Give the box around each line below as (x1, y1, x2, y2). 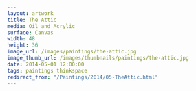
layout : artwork (7, 10, 54, 17)
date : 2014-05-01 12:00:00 (7, 61, 85, 68)
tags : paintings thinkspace (7, 67, 88, 74)
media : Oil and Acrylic (7, 23, 76, 29)
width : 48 (7, 36, 36, 42)
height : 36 (7, 42, 39, 49)
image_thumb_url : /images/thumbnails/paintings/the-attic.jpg (7, 55, 189, 62)
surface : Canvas (7, 29, 54, 36)
